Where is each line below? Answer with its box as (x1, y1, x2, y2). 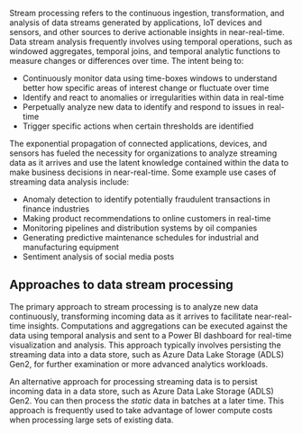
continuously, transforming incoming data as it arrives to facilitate (9, 311, 253, 321)
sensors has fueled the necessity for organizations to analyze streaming (9, 148, 278, 158)
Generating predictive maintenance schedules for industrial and (22, 232, 260, 242)
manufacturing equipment (22, 242, 119, 252)
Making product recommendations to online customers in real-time (22, 213, 271, 223)
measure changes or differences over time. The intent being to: (9, 56, 244, 66)
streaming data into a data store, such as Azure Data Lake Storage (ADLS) (9, 348, 285, 359)
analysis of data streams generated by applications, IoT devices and (9, 17, 262, 28)
